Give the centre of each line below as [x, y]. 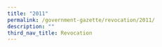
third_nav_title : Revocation [50, 33]
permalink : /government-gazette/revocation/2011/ [81, 20]
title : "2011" [28, 13]
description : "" [31, 26]
